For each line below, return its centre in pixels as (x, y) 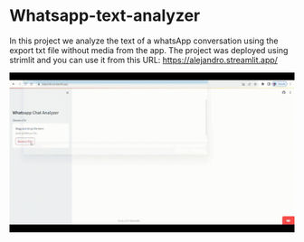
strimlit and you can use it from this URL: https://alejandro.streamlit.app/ (144, 60)
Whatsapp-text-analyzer (105, 16)
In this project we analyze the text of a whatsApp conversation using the (144, 41)
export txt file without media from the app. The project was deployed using (149, 50)
